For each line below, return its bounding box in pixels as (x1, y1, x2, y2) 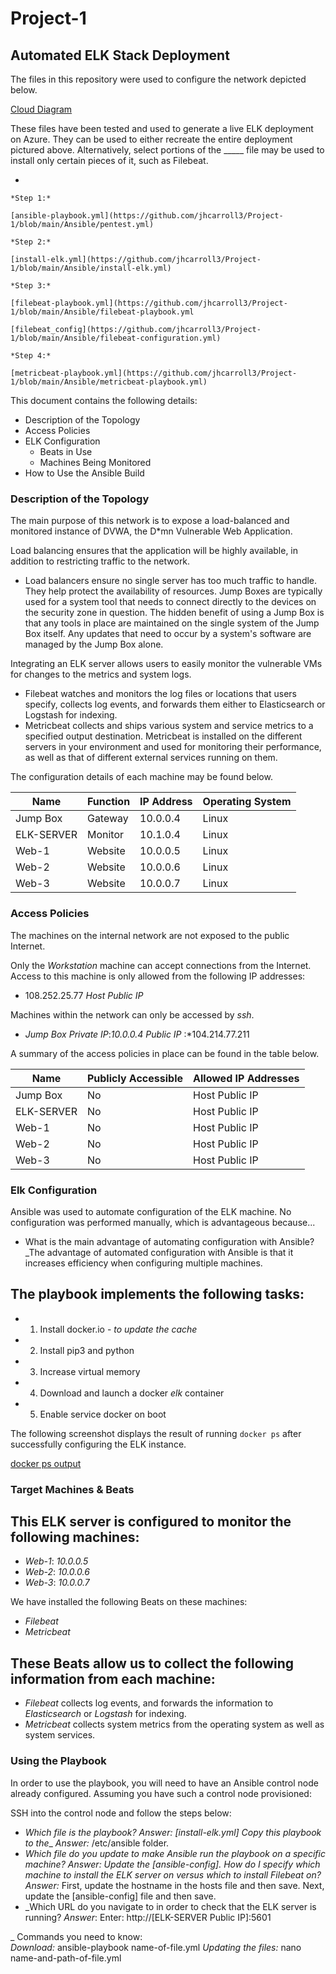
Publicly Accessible (86, 1071, 184, 1085)
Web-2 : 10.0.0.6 (24, 1566, 90, 1578)
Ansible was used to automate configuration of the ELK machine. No (10, 1205, 292, 1217)
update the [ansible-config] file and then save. (24, 1890, 217, 1902)
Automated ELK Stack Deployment (10, 47, 230, 64)
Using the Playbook (10, 1754, 107, 1768)
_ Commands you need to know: (10, 1930, 143, 1942)
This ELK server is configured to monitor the (10, 1513, 292, 1531)
